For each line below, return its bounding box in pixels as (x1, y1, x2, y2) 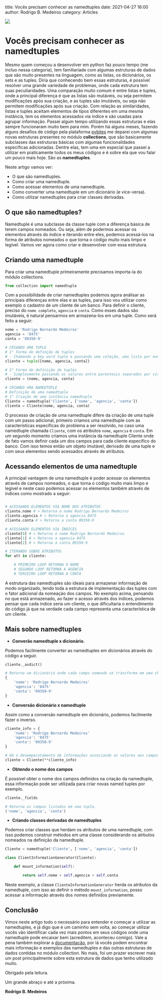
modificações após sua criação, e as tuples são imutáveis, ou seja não (5, 98, 146, 103)
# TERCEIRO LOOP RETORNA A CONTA (14, 571, 81, 576)
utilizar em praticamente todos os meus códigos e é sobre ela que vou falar (5, 149, 156, 155)
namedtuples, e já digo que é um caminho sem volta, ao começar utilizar (5, 924, 150, 930)
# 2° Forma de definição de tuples (5, 367, 77, 372)
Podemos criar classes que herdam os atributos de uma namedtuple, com (5, 827, 153, 833)
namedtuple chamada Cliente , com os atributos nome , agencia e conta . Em (5, 428, 153, 433)
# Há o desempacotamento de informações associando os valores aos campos (5, 753, 160, 758)
